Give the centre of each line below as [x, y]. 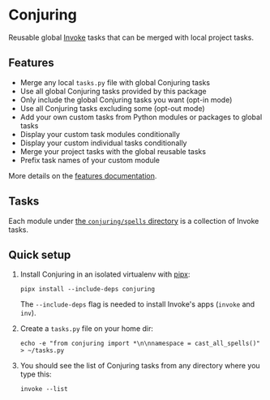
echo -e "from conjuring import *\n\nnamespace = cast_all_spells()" [140, 344]
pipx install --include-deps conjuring [88, 290]
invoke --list [44, 389]
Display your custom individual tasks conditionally [103, 143]
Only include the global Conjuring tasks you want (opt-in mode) [126, 100]
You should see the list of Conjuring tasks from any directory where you [140, 366]
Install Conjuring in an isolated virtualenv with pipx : [105, 274]
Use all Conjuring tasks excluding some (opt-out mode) [112, 108]
